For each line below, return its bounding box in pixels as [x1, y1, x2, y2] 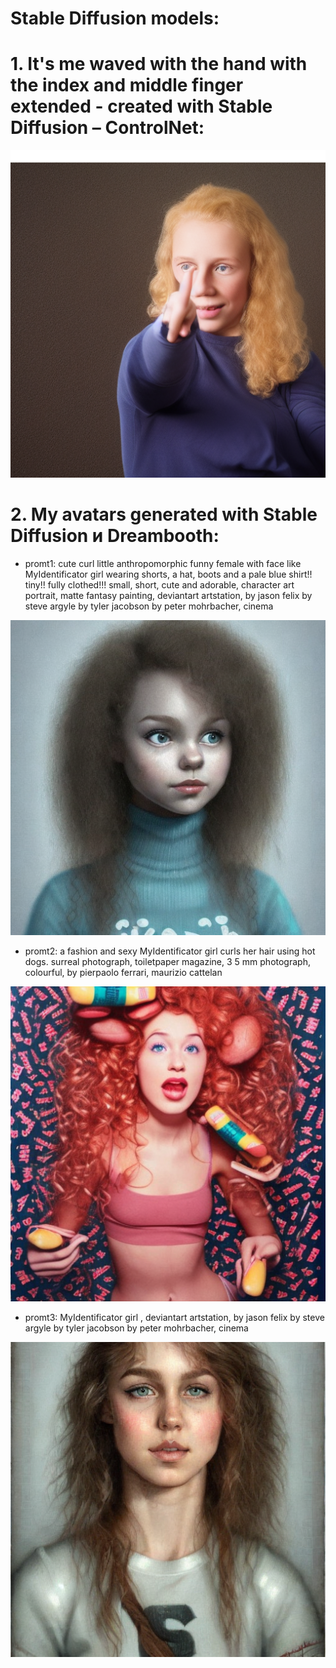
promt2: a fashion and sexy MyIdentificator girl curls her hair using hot [24, 945, 316, 957]
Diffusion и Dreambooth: [10, 525, 220, 547]
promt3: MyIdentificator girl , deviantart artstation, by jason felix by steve [24, 1311, 325, 1323]
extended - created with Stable [10, 95, 273, 118]
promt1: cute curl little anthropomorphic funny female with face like [24, 557, 302, 569]
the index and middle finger [10, 74, 244, 97]
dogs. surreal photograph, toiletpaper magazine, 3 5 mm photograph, [24, 955, 311, 967]
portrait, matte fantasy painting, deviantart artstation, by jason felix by [24, 589, 313, 601]
